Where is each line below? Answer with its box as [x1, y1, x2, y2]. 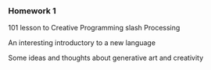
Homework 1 [8, 5, 56, 16]
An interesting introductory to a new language [8, 38, 156, 47]
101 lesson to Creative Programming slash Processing [8, 23, 181, 33]
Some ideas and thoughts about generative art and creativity [8, 53, 204, 63]
